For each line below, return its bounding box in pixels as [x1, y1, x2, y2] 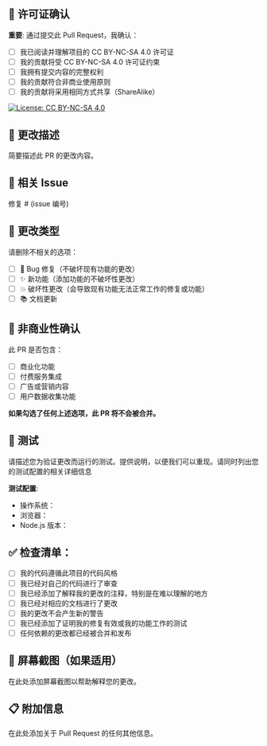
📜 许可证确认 [8, 7, 70, 21]
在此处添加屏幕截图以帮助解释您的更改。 [8, 676, 141, 686]
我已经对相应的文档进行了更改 [19, 598, 118, 607]
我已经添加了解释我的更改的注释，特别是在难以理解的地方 [19, 588, 208, 598]
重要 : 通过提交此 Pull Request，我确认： [8, 30, 139, 40]
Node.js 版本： [19, 520, 69, 529]
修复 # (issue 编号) [8, 198, 69, 209]
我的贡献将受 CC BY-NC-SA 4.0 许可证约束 [19, 57, 161, 66]
